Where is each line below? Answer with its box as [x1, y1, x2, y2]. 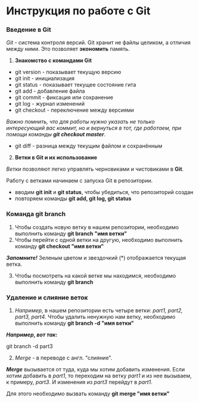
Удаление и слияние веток [6, 293, 88, 302]
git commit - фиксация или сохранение [14, 94, 113, 101]
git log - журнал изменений [14, 100, 85, 107]
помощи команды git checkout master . [6, 131, 106, 138]
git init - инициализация [14, 75, 75, 82]
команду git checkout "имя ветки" [14, 242, 104, 250]
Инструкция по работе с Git [6, 4, 151, 18]
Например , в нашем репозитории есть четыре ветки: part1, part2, [14, 307, 183, 314]
